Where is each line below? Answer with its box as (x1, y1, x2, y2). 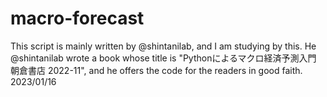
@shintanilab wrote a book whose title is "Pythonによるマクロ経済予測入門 (10, 52, 317, 64)
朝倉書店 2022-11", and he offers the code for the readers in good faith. (10, 64, 303, 76)
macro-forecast (10, 7, 145, 30)
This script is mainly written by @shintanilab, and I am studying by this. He (10, 40, 317, 52)
